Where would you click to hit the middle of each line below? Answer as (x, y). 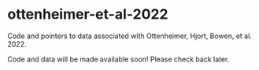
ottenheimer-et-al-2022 (88, 14)
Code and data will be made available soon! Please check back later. (118, 59)
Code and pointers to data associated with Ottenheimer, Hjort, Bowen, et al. (130, 36)
